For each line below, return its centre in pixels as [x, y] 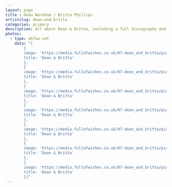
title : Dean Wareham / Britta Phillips [49, 15]
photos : [14, 34]
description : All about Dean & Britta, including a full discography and [86, 29]
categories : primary [27, 24]
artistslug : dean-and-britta [36, 19]
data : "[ [24, 44]
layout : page [19, 10]
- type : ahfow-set [30, 39]
